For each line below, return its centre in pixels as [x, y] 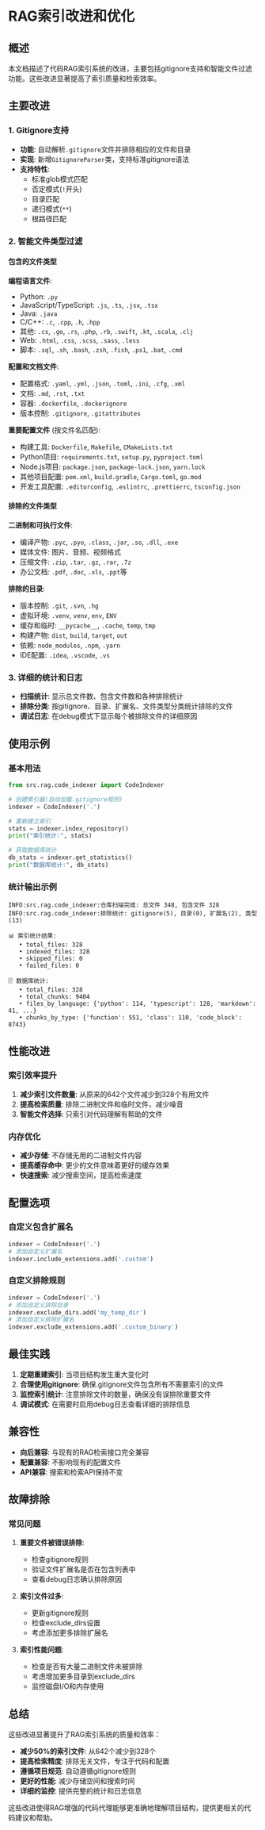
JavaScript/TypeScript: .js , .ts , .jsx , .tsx [89, 305]
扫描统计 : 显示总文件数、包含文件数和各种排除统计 [101, 696]
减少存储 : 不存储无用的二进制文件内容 [81, 1156]
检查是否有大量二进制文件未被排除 [87, 1667]
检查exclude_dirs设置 [66, 1623]
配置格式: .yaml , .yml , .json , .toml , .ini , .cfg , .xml [102, 383]
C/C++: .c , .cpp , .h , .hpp [60, 321]
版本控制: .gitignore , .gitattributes [80, 412]
